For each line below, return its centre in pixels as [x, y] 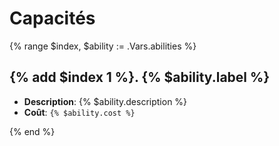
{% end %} [32, 131]
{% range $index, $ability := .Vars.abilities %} [103, 46]
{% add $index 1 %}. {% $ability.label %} [140, 77]
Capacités [52, 18]
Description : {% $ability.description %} [105, 101]
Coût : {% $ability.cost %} [79, 112]
